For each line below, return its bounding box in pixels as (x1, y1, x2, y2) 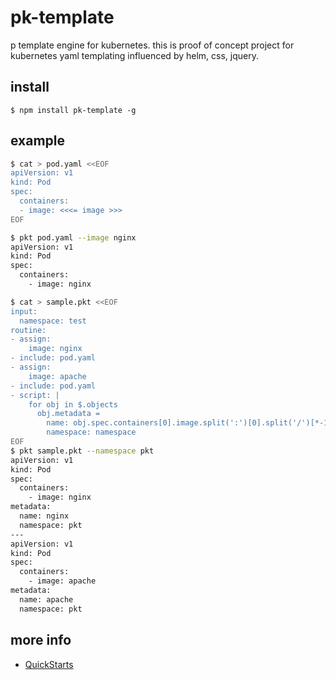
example (10, 132, 66, 150)
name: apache (19, 594, 74, 605)
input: (10, 306, 38, 316)
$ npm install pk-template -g (10, 105, 137, 115)
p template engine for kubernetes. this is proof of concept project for (10, 39, 295, 51)
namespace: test (19, 316, 87, 326)
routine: (10, 325, 47, 335)
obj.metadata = (36, 409, 101, 419)
